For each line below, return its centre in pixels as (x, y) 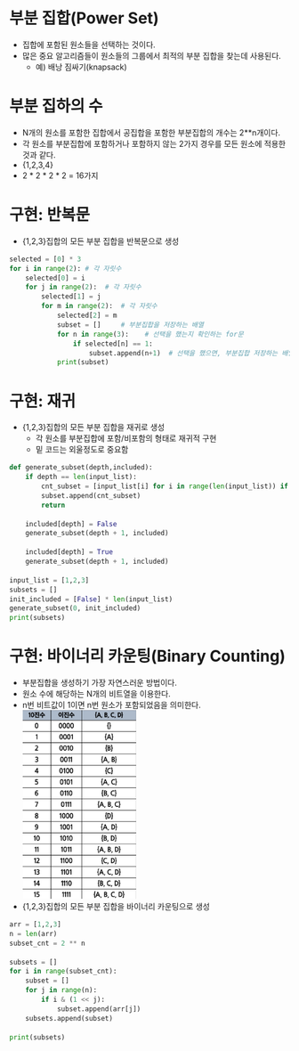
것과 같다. (39, 155)
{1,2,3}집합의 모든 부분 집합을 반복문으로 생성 (101, 240)
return (53, 505)
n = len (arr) (33, 933)
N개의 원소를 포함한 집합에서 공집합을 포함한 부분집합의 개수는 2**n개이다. (151, 132)
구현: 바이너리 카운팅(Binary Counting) (148, 656)
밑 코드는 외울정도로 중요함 (82, 450)
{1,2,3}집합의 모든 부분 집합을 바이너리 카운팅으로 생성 (116, 907)
